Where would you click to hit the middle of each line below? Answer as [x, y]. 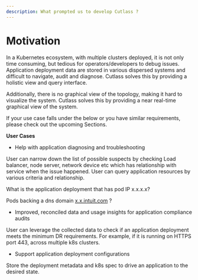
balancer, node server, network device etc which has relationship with [91, 165]
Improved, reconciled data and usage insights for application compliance [103, 212]
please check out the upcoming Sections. [57, 124]
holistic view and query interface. [47, 82]
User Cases [21, 136]
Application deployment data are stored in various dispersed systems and [96, 70]
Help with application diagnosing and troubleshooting [80, 147]
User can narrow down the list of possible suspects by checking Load [91, 159]
